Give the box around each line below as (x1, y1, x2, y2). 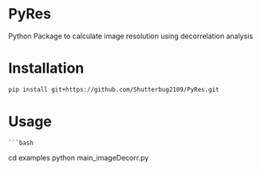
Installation (8, 59, 85, 77)
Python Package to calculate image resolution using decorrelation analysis (8, 31, 254, 41)
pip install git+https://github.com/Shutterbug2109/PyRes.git (8, 85, 219, 93)
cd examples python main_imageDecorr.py (8, 152, 149, 162)
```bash (8, 139, 34, 147)
